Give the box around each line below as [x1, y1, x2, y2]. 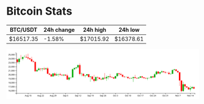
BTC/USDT [10, 26, 38, 34]
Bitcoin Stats [6, 4, 73, 18]
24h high [82, 26, 107, 34]
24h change [43, 26, 75, 34]
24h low [118, 26, 140, 34]
